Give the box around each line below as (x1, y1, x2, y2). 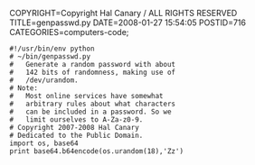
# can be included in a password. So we (9, 107, 172, 116)
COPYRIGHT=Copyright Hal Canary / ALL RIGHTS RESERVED (9, 8, 238, 18)
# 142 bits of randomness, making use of (9, 68, 176, 77)
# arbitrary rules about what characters (9, 99, 176, 108)
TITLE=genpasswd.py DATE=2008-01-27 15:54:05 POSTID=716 (9, 17, 247, 28)
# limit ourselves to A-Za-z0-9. (9, 115, 144, 124)
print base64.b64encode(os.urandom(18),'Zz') (9, 147, 184, 156)
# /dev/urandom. (9, 76, 79, 85)
